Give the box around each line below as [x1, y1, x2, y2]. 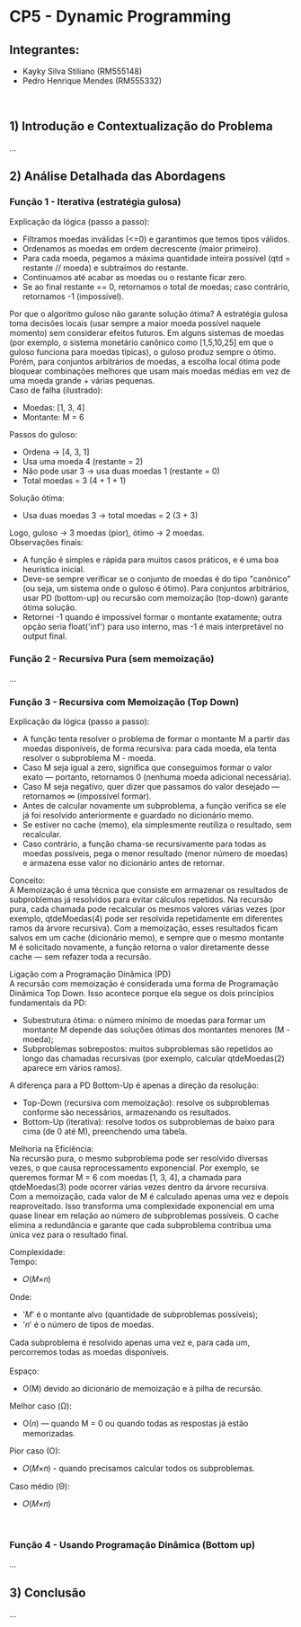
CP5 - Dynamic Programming [9, 6, 232, 27]
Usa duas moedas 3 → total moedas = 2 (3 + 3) [22, 509, 199, 520]
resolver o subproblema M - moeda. [22, 753, 156, 764]
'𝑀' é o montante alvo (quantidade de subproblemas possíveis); [22, 1309, 259, 1320]
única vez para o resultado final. [9, 1229, 128, 1241]
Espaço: [9, 1366, 40, 1376]
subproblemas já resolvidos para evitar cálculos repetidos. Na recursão [9, 894, 274, 905]
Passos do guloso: [9, 429, 78, 439]
